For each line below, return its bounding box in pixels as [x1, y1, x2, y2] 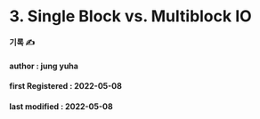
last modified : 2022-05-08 [9, 100, 113, 112]
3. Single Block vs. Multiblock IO [9, 6, 252, 27]
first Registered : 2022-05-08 [9, 81, 123, 91]
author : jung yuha [9, 60, 78, 71]
